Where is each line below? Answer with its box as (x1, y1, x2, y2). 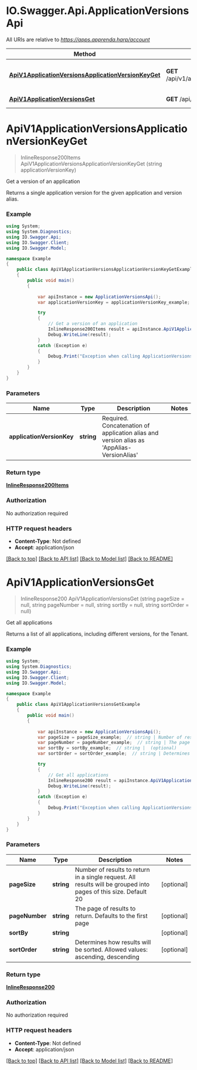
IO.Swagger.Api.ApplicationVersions (6, 4, 189, 18)
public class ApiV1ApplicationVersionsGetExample (16, 702, 141, 708)
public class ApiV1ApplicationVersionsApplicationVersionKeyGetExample (16, 267, 195, 273)
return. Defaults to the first (74, 912, 148, 920)
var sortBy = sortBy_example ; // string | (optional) (37, 745, 177, 751)
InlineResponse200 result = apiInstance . (47, 777, 151, 783)
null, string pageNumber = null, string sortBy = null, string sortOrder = (20, 601, 189, 608)
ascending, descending (74, 953, 140, 961)
